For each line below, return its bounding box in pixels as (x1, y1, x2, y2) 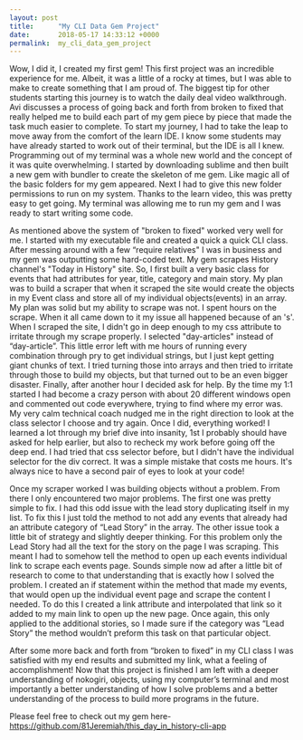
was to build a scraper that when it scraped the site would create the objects (9, 283, 295, 294)
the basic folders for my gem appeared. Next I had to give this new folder (9, 178, 282, 190)
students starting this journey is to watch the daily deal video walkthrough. (9, 92, 288, 103)
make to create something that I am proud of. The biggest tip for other (9, 82, 270, 93)
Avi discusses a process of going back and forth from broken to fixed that (9, 101, 284, 113)
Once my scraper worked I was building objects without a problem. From (9, 484, 280, 495)
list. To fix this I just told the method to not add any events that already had (9, 513, 288, 524)
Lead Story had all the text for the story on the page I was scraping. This (9, 541, 279, 553)
